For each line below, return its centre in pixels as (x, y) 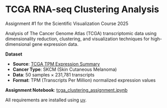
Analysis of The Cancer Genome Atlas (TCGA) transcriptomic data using (81, 33)
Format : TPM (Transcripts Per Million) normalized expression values (84, 80)
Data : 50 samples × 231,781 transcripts (53, 74)
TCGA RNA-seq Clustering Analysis (82, 9)
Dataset (14, 54)
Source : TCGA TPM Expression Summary (56, 64)
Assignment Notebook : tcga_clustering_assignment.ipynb (66, 90)
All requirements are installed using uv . (46, 100)
